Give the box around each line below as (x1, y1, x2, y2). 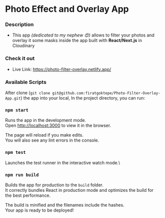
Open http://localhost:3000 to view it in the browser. (5, 122, 111, 129)
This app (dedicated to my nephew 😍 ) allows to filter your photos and (12, 32, 155, 38)
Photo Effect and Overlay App (5, 3, 129, 15)
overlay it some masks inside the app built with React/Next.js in (12, 37, 142, 43)
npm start (5, 108, 29, 113)
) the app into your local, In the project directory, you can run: (20, 95, 145, 101)
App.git (5, 96, 21, 101)
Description (5, 21, 34, 28)
